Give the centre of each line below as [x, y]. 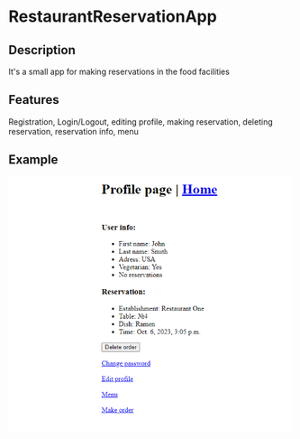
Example [33, 160]
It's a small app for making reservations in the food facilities [119, 71]
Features [34, 100]
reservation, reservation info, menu [73, 131]
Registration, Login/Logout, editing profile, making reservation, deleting [141, 121]
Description [42, 50]
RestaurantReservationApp [113, 17]
